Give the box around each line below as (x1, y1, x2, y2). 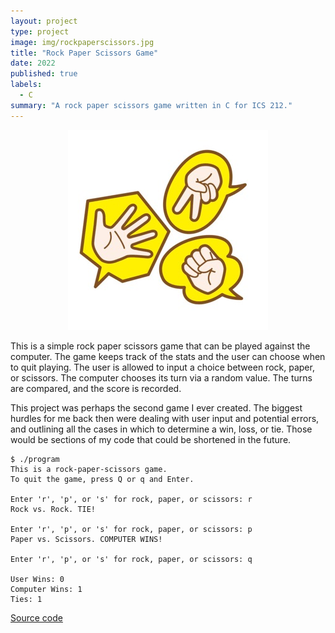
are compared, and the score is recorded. (10, 382, 182, 394)
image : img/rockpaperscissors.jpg (10, 37, 155, 47)
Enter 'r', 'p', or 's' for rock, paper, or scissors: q (10, 554, 253, 564)
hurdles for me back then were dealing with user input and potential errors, (10, 412, 320, 424)
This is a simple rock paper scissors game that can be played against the (10, 340, 311, 352)
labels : (10, 80, 43, 90)
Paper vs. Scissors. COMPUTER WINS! (10, 534, 163, 544)
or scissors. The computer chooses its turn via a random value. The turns (10, 371, 313, 384)
